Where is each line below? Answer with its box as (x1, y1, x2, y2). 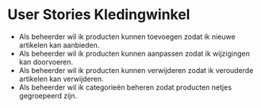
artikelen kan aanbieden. (18, 40, 100, 49)
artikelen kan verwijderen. (18, 74, 104, 83)
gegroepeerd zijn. (18, 91, 77, 100)
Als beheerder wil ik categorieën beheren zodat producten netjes (18, 82, 232, 92)
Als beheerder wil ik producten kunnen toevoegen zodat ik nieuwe (18, 32, 236, 41)
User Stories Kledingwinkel (7, 6, 190, 24)
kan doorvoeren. (18, 57, 74, 67)
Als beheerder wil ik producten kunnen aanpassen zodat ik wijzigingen (18, 48, 251, 58)
